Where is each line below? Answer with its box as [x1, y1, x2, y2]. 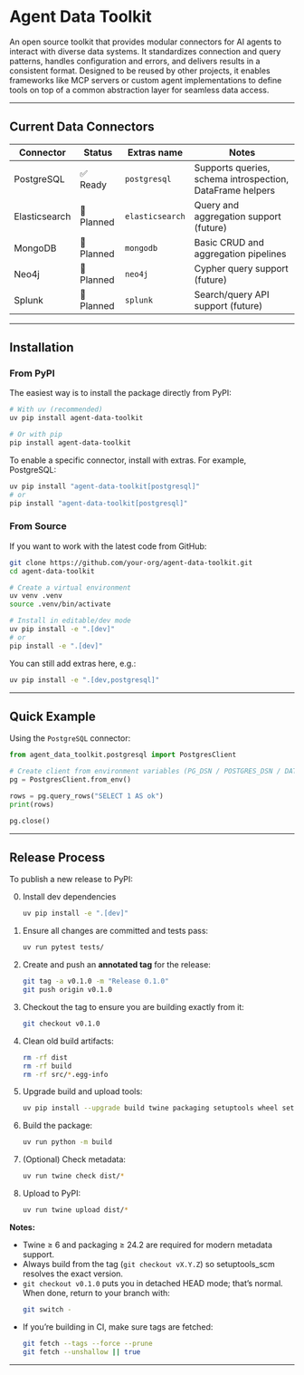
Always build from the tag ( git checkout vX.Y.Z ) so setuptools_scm [22, 1258, 276, 1269]
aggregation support [194, 210, 282, 223]
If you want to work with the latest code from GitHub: [9, 541, 207, 552]
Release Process [9, 850, 106, 866]
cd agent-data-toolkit [9, 566, 95, 576]
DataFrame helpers [194, 184, 276, 197]
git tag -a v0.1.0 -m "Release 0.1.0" [22, 976, 169, 986]
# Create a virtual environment [9, 582, 131, 592]
